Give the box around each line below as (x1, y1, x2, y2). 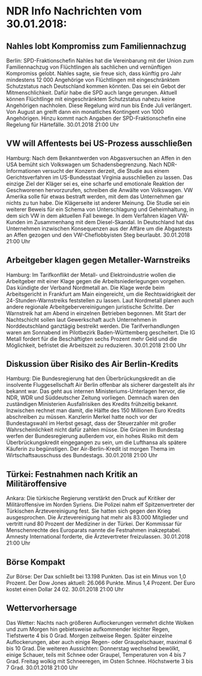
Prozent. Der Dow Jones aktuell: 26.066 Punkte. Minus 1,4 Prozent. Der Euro (6, 580, 195, 587)
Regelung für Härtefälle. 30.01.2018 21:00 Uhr (6, 121, 119, 128)
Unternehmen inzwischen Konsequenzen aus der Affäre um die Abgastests (6, 225, 192, 232)
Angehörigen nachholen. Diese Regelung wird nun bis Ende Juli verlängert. (6, 102, 192, 109)
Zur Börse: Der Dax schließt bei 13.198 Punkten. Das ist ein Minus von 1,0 (6, 573, 186, 580)
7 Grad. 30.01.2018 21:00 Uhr (6, 664, 78, 671)
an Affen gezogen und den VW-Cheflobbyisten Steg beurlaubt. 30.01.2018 (6, 231, 191, 239)
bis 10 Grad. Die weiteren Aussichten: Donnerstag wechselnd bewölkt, (6, 645, 180, 652)
